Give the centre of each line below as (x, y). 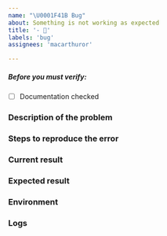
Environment (33, 201)
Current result (36, 160)
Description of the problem (60, 117)
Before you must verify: (47, 76)
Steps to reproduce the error (64, 138)
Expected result (39, 180)
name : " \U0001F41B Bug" (47, 15)
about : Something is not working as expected (83, 23)
